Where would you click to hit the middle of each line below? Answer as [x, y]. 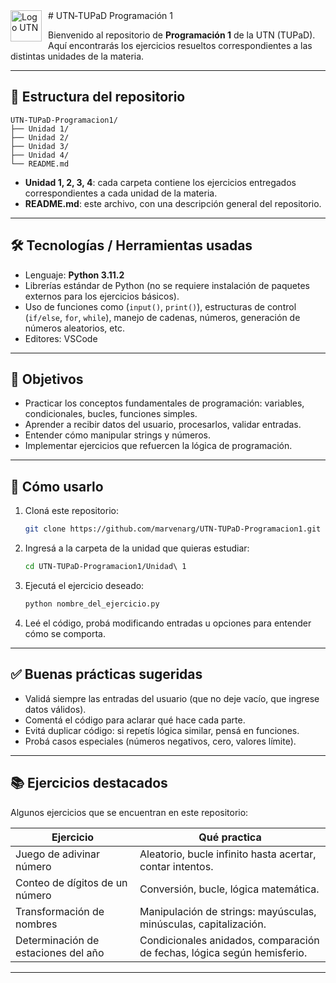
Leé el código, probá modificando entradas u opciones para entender [168, 623]
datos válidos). [55, 709]
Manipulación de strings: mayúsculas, [228, 911]
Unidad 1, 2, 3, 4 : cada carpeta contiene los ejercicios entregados [160, 182]
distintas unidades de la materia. [77, 56]
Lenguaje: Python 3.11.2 [74, 275]
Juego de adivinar [58, 854]
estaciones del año [60, 952]
